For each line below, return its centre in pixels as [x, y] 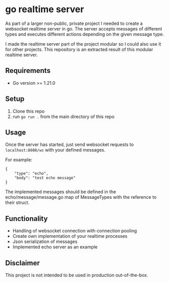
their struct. [17, 203]
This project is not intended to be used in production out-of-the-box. [77, 275]
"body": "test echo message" [45, 178]
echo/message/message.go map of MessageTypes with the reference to [81, 197]
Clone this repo [28, 111]
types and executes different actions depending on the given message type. [85, 34]
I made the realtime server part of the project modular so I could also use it [83, 44]
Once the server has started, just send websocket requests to [70, 145]
